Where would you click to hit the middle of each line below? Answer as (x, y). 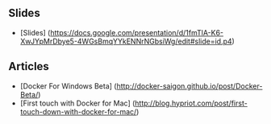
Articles (29, 66)
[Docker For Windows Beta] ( (68, 86)
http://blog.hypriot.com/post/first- (191, 103)
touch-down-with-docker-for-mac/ (78, 111)
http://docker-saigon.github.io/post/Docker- (190, 86)
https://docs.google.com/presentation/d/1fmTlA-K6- (137, 32)
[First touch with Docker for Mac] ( (77, 103)
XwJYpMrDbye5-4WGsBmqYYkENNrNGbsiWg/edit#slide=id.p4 (126, 41)
